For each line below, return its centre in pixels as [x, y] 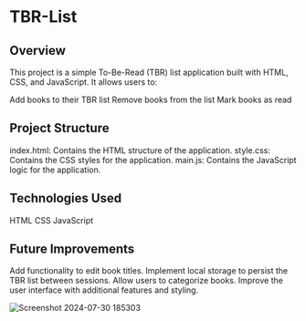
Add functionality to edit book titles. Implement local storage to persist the [149, 271]
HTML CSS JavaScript [52, 220]
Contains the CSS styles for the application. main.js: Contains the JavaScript [153, 160]
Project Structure [59, 128]
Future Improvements [72, 249]
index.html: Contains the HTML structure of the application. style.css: [140, 150]
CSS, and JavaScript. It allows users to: [84, 82]
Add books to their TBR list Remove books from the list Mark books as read [151, 99]
